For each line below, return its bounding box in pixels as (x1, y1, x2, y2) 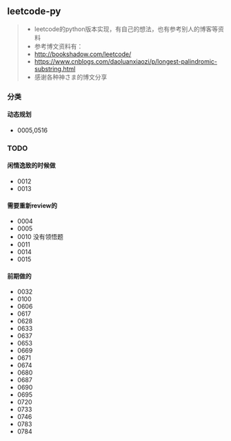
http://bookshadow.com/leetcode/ (34, 50, 132, 58)
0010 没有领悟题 (17, 233, 63, 241)
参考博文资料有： (34, 42, 83, 51)
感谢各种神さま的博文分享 (34, 73, 108, 81)
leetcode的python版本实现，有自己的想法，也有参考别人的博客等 (34, 24, 219, 33)
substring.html (34, 64, 76, 73)
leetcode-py (7, 6, 61, 17)
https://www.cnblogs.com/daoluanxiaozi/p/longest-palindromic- (34, 57, 217, 65)
